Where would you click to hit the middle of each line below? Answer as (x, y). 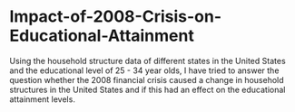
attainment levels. (42, 99)
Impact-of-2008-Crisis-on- (116, 17)
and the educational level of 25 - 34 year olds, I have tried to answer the (144, 70)
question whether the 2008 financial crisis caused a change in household (147, 79)
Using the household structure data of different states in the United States (147, 61)
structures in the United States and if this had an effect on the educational (147, 89)
